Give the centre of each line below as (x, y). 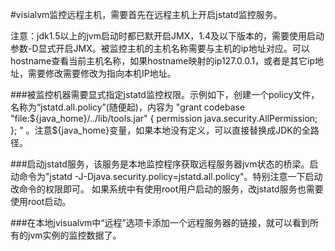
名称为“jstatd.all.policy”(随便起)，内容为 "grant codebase (128, 107)
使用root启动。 (41, 201)
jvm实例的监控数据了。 (74, 235)
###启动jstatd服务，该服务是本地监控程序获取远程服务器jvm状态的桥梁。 (160, 164)
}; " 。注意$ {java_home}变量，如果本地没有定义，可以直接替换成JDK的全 (160, 130)
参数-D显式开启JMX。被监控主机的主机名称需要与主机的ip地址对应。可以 (160, 48)
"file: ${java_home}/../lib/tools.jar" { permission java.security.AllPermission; (164, 118)
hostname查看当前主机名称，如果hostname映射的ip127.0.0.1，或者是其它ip (163, 61)
